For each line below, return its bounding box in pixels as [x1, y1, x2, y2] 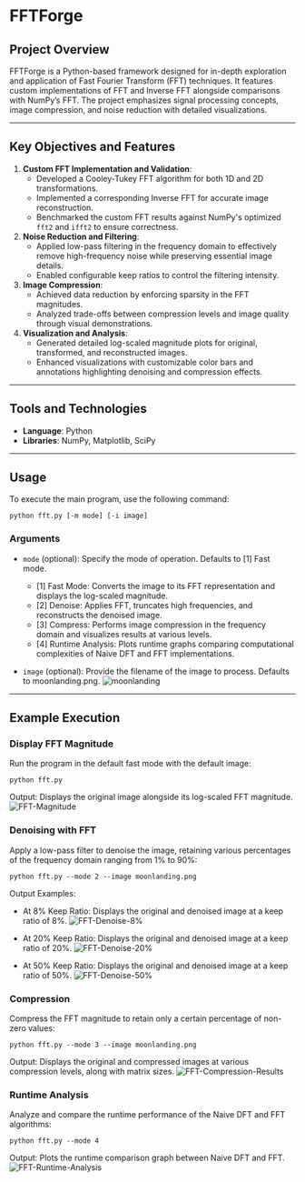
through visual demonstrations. [35, 317, 152, 328]
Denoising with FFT [9, 824, 97, 836]
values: [28, 1023, 55, 1034]
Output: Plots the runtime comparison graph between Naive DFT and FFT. [9, 1152, 285, 1164]
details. [35, 260, 64, 271]
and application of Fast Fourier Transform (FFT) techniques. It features [9, 75, 274, 86]
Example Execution [9, 710, 121, 726]
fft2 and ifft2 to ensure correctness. [35, 221, 179, 232]
